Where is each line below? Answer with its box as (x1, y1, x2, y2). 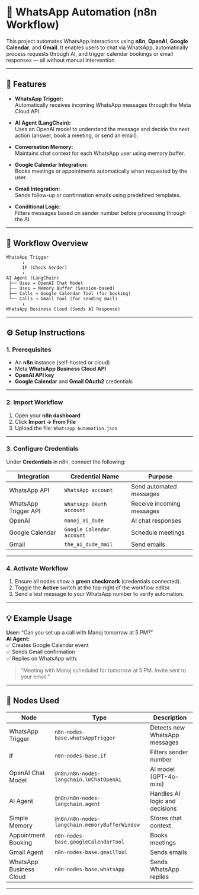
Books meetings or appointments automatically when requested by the (14, 167, 188, 174)
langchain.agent (54, 801, 101, 807)
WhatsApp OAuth (64, 501, 107, 507)
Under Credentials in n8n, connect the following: (6, 458, 126, 465)
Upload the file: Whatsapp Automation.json (14, 424, 117, 431)
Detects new (150, 723, 185, 732)
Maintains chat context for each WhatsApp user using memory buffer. (14, 150, 185, 157)
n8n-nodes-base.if (54, 752, 107, 759)
